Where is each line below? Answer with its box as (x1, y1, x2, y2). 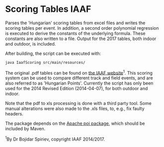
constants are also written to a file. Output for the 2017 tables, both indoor (5, 36, 157, 42)
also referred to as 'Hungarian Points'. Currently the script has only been (5, 80, 154, 86)
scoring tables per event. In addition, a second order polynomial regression (5, 25, 159, 31)
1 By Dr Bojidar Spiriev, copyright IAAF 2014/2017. (5, 135, 105, 142)
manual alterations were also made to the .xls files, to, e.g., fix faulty (5, 105, 145, 112)
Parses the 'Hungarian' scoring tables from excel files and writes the (5, 20, 146, 26)
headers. (5, 111, 23, 117)
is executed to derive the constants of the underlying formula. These (5, 30, 146, 36)
